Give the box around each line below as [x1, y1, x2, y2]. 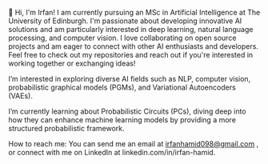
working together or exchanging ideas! [8, 58, 136, 68]
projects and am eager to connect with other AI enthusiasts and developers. [8, 42, 258, 51]
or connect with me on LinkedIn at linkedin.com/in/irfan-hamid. [8, 148, 216, 157]
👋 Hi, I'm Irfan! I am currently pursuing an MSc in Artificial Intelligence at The [8, 8, 261, 17]
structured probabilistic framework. [8, 124, 125, 133]
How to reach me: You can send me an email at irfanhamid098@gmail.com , [8, 139, 259, 148]
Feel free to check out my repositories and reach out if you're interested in [8, 50, 254, 59]
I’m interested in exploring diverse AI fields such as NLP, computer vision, [8, 74, 251, 83]
